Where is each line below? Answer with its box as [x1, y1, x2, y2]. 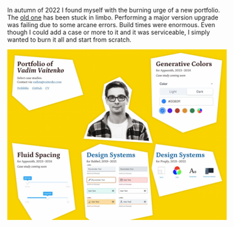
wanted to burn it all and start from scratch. [7, 36, 132, 44]
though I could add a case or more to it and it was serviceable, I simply [7, 28, 210, 36]
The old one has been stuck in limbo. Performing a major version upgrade [7, 13, 219, 22]
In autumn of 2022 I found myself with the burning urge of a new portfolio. [7, 6, 221, 14]
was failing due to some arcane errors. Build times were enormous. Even [7, 21, 216, 29]
